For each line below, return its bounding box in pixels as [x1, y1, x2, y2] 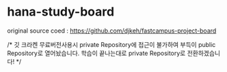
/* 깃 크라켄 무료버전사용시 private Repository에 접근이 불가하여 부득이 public [7, 40, 216, 48]
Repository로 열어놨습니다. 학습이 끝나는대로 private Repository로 [7, 49, 186, 57]
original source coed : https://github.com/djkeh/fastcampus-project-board [7, 26, 217, 35]
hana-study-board [7, 4, 115, 20]
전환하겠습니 [187, 49, 221, 57]
